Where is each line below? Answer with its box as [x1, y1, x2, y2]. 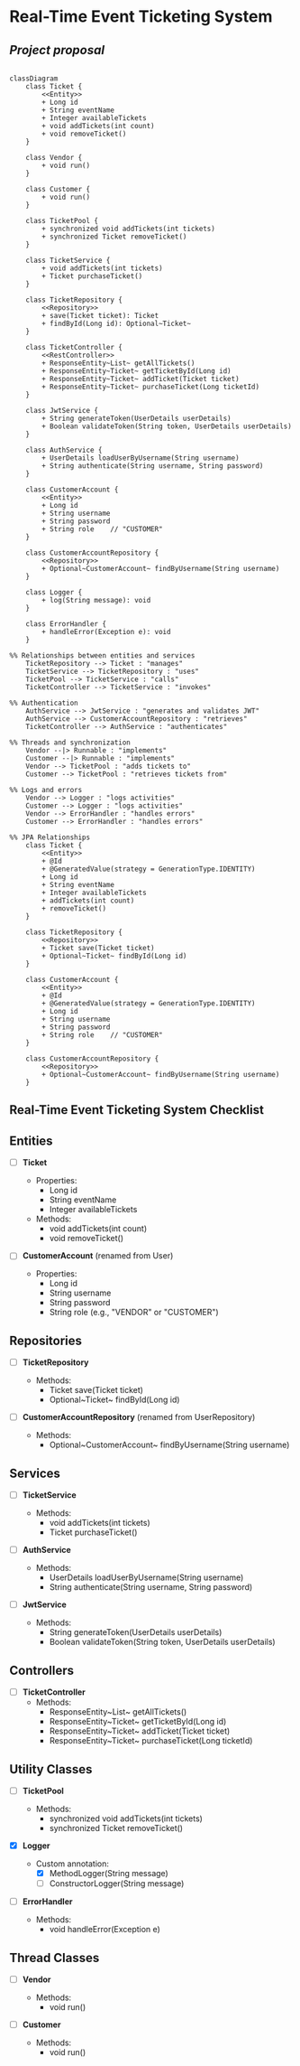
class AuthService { [25, 445, 103, 454]
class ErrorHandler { [25, 620, 106, 629]
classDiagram [9, 74, 59, 83]
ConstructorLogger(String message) [49, 1878, 185, 1889]
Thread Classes [9, 1949, 100, 1966]
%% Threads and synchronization [9, 738, 131, 747]
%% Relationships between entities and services [9, 651, 195, 660]
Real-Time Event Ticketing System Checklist [9, 1102, 264, 1117]
